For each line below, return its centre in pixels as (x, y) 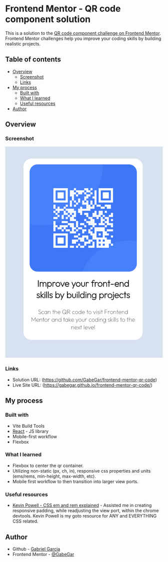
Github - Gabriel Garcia (36, 549)
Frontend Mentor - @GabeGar (43, 554)
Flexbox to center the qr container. (48, 466)
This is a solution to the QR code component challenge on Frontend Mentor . (83, 33)
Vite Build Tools (28, 426)
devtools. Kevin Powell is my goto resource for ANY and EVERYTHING (84, 516)
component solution (48, 19)
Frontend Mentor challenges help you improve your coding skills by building (83, 38)
